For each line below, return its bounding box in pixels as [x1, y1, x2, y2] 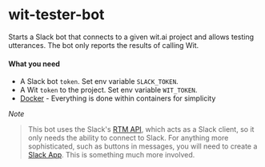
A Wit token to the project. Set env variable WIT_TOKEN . [19, 85, 198, 95]
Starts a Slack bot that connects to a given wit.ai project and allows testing [8, 32, 255, 42]
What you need [8, 58, 60, 69]
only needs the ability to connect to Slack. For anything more [27, 133, 229, 143]
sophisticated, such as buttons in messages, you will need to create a [27, 141, 258, 151]
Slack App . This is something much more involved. [27, 150, 195, 160]
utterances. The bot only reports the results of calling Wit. [8, 40, 199, 50]
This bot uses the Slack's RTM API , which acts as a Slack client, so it [27, 125, 255, 134]
